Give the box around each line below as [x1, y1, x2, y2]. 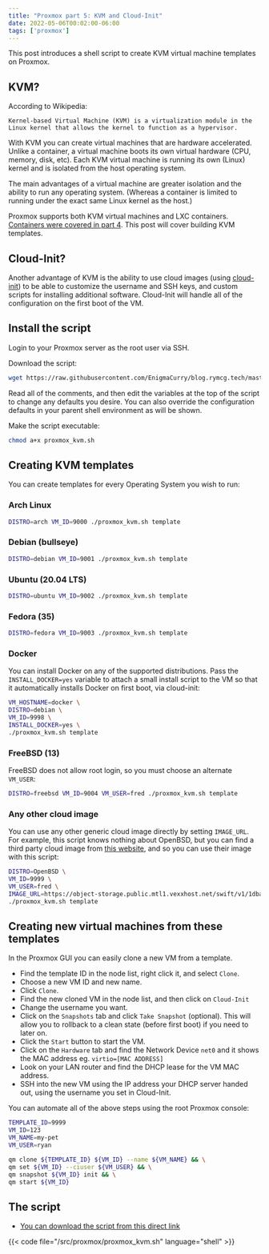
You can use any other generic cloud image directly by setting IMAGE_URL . [8, 827, 250, 836]
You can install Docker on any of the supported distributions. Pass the [8, 666, 239, 676]
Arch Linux [8, 499, 52, 511]
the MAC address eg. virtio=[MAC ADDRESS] [19, 1054, 164, 1064]
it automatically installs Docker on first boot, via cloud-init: [8, 683, 200, 693]
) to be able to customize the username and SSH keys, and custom [18, 282, 239, 290]
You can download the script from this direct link [19, 1221, 180, 1231]
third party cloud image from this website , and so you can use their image [8, 843, 252, 853]
